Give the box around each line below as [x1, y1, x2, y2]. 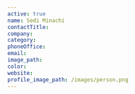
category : [7, 37, 37, 44]
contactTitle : [7, 23, 50, 30]
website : [7, 69, 33, 76]
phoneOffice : [7, 43, 46, 50]
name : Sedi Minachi [7, 17, 65, 24]
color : [7, 63, 27, 70]
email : [7, 50, 27, 57]
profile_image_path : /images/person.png [7, 76, 129, 83]
